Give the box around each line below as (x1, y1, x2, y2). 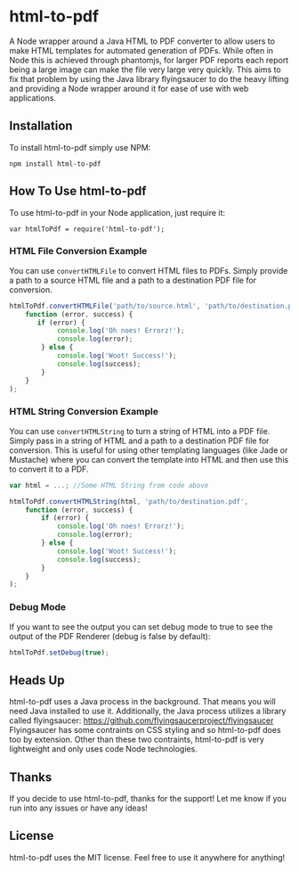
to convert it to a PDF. (9, 464, 89, 474)
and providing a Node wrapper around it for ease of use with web (9, 83, 249, 94)
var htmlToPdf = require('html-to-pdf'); (9, 225, 166, 234)
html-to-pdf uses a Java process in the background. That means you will (9, 696, 276, 707)
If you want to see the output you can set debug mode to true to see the (9, 621, 273, 632)
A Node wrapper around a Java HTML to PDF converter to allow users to (9, 36, 276, 46)
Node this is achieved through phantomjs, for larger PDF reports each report (9, 54, 289, 65)
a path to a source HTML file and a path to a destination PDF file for (9, 275, 256, 285)
